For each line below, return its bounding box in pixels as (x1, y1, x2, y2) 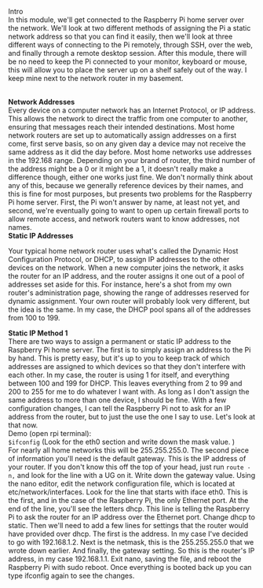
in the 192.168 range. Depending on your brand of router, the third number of (8, 156, 256, 165)
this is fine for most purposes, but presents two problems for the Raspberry (8, 189, 253, 198)
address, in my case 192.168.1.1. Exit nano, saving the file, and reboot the (8, 554, 242, 564)
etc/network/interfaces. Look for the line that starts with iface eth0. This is (8, 487, 249, 497)
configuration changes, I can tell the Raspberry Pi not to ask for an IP (8, 404, 232, 412)
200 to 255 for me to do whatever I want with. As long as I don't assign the (8, 387, 250, 396)
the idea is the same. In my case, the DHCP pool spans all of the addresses (8, 305, 251, 314)
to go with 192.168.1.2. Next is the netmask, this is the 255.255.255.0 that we (8, 538, 254, 546)
